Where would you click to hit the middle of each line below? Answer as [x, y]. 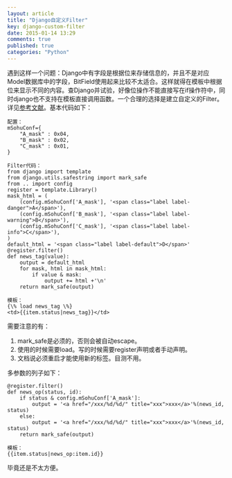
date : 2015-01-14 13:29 [42, 33]
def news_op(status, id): [44, 392]
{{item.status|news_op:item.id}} [55, 454]
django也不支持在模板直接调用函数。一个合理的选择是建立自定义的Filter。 [118, 98]
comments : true [29, 39]
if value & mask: [57, 274]
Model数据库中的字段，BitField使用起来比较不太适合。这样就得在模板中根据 [115, 81]
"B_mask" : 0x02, [45, 140]
